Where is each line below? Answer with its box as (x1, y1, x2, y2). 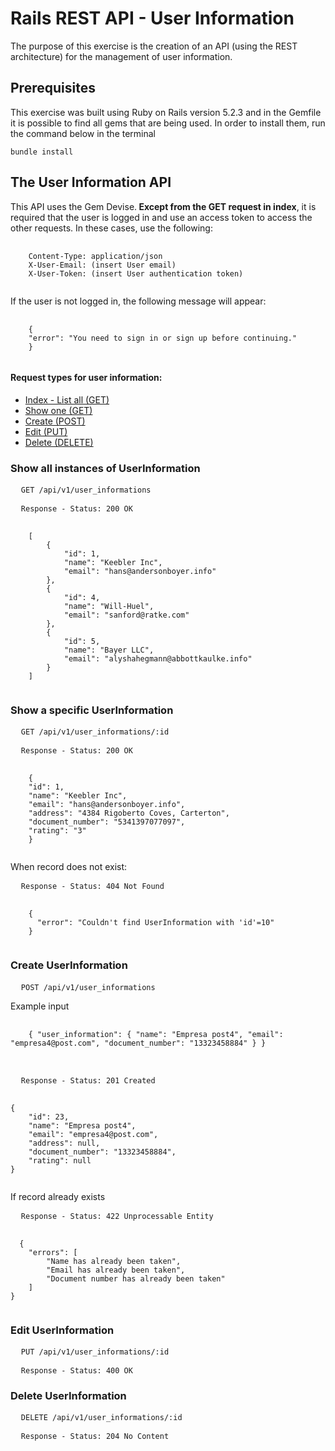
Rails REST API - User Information (10, 7, 295, 30)
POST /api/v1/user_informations (20, 982, 156, 992)
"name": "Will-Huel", (63, 602, 155, 612)
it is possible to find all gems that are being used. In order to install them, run (10, 117, 326, 129)
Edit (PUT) (24, 425, 68, 437)
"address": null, (28, 1138, 101, 1148)
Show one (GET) (24, 404, 93, 416)
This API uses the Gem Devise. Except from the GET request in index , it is (10, 200, 317, 212)
